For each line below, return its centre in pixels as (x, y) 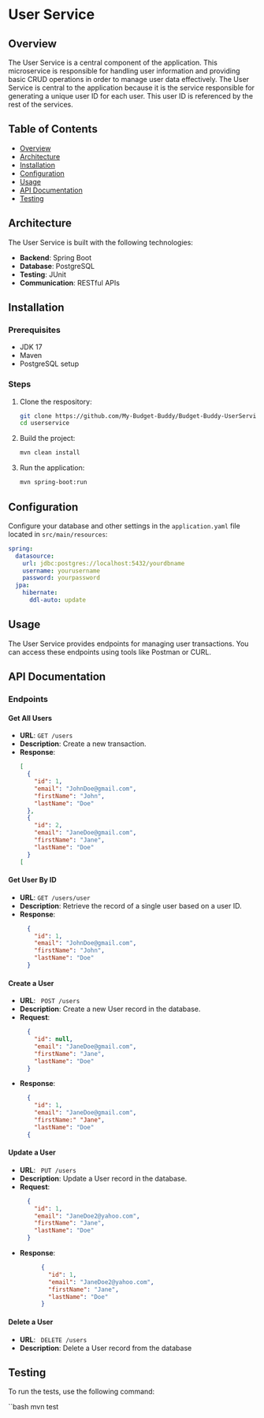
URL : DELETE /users (53, 1339)
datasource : (35, 556)
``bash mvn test (33, 1407)
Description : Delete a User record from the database (106, 1348)
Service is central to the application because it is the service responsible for (131, 88)
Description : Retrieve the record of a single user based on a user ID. (130, 905)
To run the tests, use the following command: (82, 1392)
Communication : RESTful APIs (70, 282)
